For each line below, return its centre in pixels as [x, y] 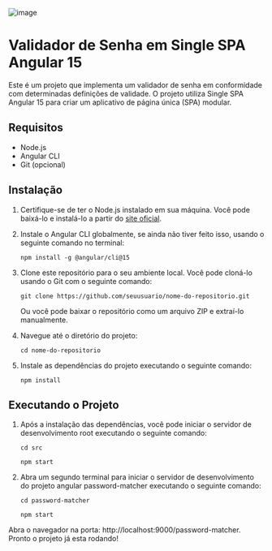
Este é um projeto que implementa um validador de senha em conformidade [135, 84]
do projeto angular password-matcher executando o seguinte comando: [140, 486]
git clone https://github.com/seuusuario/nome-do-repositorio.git [135, 296]
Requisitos [36, 128]
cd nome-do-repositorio [60, 350]
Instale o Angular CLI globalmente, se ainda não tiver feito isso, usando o [142, 234]
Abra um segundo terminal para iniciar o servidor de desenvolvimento [137, 477]
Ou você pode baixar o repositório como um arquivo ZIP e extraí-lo [132, 311]
